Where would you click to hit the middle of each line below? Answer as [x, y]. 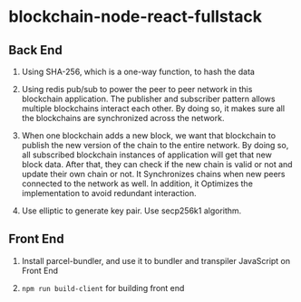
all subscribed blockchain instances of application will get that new [147, 155]
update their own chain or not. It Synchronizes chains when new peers [153, 174]
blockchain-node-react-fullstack [135, 17]
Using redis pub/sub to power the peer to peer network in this [137, 89]
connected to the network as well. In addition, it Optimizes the [137, 184]
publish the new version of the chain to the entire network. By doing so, [155, 145]
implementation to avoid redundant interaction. [109, 193]
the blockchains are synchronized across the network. [123, 118]
